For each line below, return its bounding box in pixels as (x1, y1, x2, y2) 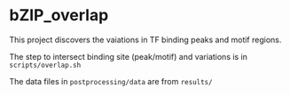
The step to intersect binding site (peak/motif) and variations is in (9, 51, 248, 62)
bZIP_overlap (9, 5, 109, 26)
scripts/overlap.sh (9, 61, 82, 69)
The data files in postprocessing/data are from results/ (9, 76, 213, 86)
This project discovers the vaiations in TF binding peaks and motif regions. (9, 34, 282, 45)
